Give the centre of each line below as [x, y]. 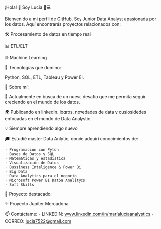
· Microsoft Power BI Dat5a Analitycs [45, 180]
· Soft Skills [20, 185]
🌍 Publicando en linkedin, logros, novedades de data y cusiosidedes [76, 112]
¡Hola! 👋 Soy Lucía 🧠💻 [28, 7]
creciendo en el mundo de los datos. [42, 102]
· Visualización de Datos [32, 163]
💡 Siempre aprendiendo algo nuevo [41, 128]
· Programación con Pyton [32, 150]
